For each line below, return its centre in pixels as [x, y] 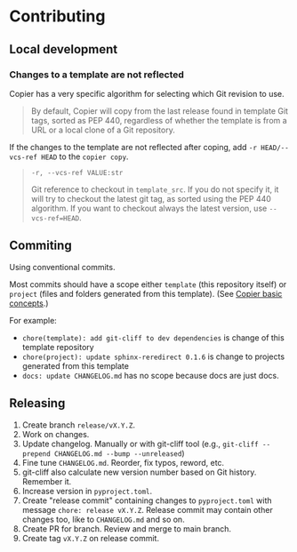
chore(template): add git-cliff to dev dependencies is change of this [153, 337]
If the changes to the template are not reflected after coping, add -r [133, 147]
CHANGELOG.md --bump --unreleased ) [120, 453]
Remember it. [47, 481]
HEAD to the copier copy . [85, 156]
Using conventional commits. [62, 267]
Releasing [37, 403]
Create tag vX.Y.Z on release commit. [91, 538]
